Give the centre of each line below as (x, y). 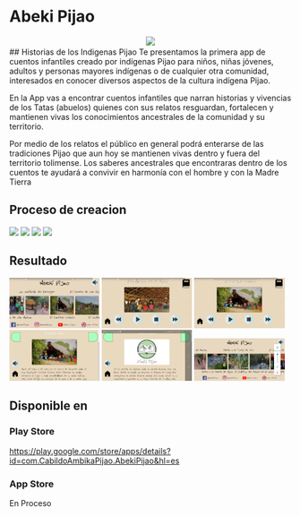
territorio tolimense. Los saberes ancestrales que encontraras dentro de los (149, 162)
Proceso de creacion (68, 210)
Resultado (38, 261)
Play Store (32, 432)
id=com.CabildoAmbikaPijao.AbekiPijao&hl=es (94, 460)
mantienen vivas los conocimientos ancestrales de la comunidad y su (137, 116)
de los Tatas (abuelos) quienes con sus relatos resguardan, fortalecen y (142, 107)
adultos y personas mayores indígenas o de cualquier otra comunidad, (139, 71)
